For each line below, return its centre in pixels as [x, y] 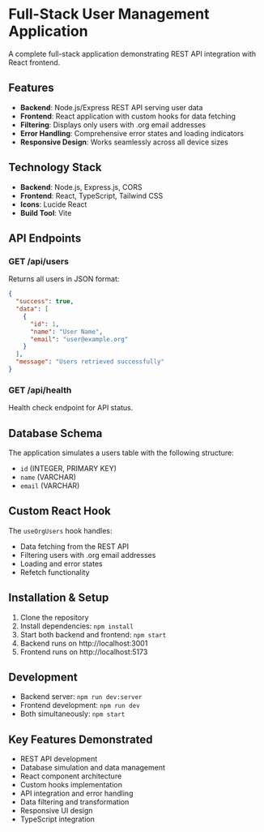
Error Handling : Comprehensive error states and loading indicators [132, 133]
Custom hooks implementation [71, 785]
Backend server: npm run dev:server [81, 697]
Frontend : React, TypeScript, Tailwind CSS [92, 195]
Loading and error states [61, 564]
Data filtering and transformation [75, 802]
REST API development [59, 759]
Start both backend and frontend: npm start [93, 634]
